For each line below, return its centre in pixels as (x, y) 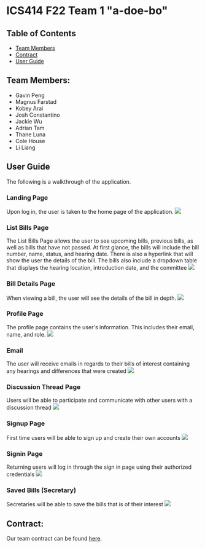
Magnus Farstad (36, 101)
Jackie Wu (29, 121)
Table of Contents (41, 33)
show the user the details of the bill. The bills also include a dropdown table (102, 260)
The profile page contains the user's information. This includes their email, (100, 327)
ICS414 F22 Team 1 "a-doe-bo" (87, 11)
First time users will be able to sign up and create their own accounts (94, 437)
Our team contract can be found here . (54, 539)
